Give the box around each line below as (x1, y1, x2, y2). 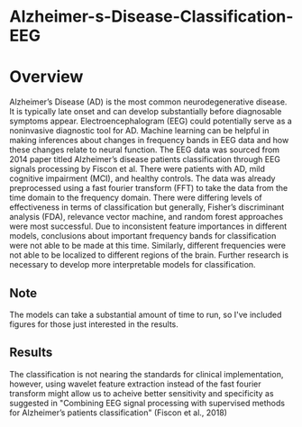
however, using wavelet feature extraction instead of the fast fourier (9, 378, 261, 389)
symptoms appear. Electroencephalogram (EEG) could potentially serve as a (9, 115, 293, 127)
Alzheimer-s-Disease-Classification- (9, 6, 294, 27)
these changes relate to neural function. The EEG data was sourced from (9, 144, 280, 155)
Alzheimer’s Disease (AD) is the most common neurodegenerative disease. (9, 96, 288, 107)
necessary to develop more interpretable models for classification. (9, 259, 256, 270)
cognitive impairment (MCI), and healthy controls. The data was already (9, 173, 276, 184)
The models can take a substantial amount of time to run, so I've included (9, 309, 282, 320)
